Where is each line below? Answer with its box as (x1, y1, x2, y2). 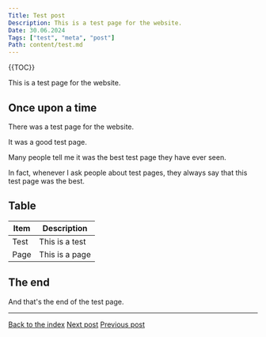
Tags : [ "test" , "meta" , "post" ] (8, 33, 115, 42)
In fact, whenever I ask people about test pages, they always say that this (8, 168, 248, 177)
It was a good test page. (8, 137, 87, 146)
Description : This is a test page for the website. (8, 19, 182, 27)
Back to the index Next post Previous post (8, 320, 145, 329)
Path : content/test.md (8, 41, 83, 49)
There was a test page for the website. (8, 122, 135, 131)
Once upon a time (8, 100, 97, 115)
